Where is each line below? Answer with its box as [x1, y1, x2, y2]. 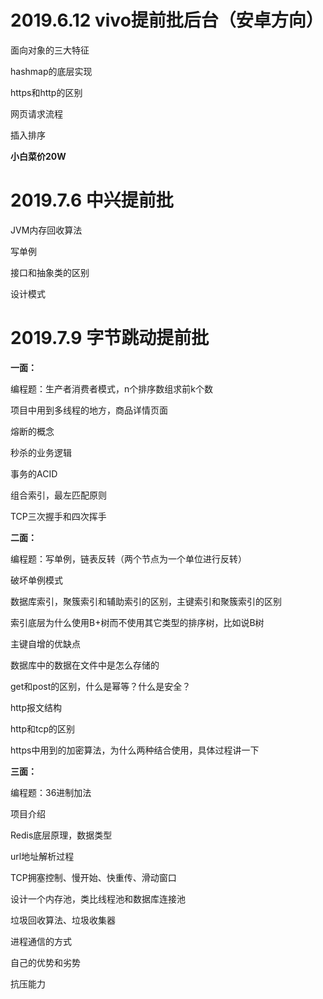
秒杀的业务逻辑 [10, 446, 72, 458]
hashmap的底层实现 [10, 65, 93, 77]
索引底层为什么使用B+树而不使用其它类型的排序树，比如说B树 [10, 616, 265, 628]
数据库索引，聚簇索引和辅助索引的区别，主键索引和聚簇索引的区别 [10, 595, 282, 607]
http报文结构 [10, 701, 63, 713]
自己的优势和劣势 [10, 956, 81, 968]
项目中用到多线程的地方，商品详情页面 [10, 404, 168, 416]
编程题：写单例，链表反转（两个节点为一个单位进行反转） [10, 552, 247, 565]
